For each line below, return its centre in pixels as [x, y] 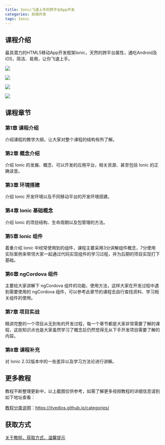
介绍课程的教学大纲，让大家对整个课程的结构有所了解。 [61, 139]
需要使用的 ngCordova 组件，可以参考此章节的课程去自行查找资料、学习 [82, 292]
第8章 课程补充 [23, 350]
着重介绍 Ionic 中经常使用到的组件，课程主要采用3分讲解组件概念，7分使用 [81, 248]
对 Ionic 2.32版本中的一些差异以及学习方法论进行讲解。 [61, 361]
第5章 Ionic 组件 [24, 236]
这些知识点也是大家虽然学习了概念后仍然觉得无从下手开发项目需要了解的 [87, 330]
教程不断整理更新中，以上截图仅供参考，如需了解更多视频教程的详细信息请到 [82, 391]
